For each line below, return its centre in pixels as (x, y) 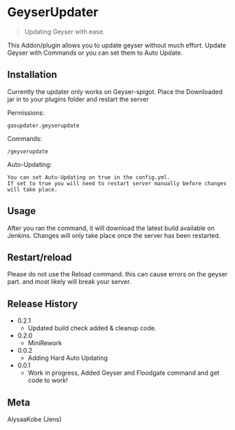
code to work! (48, 380)
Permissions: (26, 112)
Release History (43, 303)
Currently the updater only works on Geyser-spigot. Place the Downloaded (115, 91)
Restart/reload (40, 257)
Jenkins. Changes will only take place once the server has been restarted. (114, 235)
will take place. (33, 189)
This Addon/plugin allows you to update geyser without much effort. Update (117, 45)
